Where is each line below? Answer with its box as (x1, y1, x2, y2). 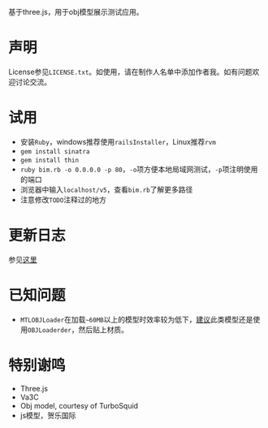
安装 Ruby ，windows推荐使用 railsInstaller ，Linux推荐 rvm (19, 136, 217, 146)
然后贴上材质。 (78, 324, 128, 335)
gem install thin (19, 156, 80, 164)
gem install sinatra (19, 147, 90, 156)
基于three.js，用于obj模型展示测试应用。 (8, 7, 144, 16)
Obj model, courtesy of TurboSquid (19, 400, 139, 410)
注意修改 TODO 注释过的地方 (19, 194, 107, 205)
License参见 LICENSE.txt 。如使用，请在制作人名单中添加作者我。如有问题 (8, 67, 253, 76)
